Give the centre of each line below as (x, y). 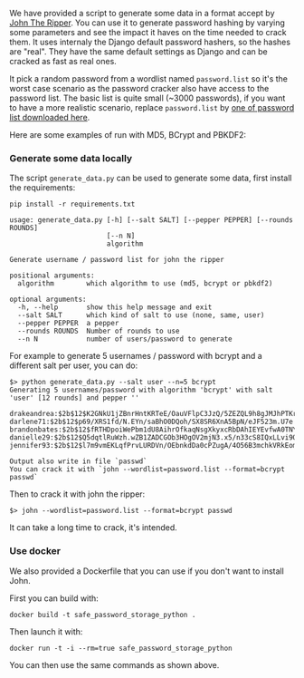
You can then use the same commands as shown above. (114, 664)
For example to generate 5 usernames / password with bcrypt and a (136, 356)
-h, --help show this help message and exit (115, 307)
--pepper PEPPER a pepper (68, 324)
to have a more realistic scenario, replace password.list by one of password (152, 107)
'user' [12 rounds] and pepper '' (75, 398)
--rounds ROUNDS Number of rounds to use (99, 331)
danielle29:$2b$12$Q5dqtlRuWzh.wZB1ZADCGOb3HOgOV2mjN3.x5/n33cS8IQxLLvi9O (153, 438)
